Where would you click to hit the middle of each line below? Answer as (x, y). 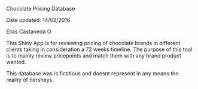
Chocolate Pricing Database (41, 9)
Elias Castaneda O (29, 31)
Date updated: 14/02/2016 (38, 20)
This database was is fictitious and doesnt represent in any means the (92, 73)
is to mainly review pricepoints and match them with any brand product (94, 55)
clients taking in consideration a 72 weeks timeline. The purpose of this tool (99, 49)
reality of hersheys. (30, 80)
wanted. (16, 62)
